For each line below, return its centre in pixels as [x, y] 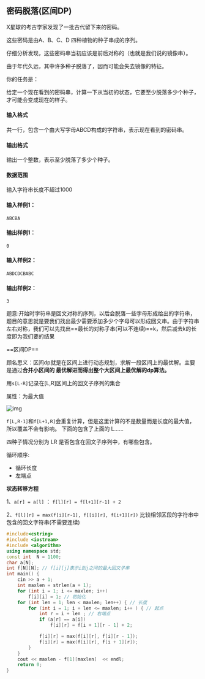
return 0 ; [30, 665]
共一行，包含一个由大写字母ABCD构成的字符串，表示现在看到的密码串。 [97, 130]
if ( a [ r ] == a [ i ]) [62, 620]
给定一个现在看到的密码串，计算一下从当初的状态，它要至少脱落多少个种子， [103, 92]
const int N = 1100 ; [34, 557]
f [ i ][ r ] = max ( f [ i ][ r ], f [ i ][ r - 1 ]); [88, 637]
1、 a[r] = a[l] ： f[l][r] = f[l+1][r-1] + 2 [64, 502]
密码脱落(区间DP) [39, 11]
